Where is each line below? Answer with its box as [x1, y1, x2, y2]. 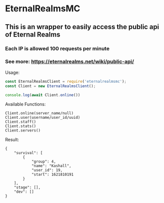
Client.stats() [5, 124, 36, 129]
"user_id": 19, [31, 168, 63, 173]
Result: [5, 136, 19, 143]
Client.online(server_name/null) [5, 111, 74, 116]
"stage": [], [14, 185, 41, 190]
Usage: [5, 69, 20, 75]
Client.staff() [5, 119, 36, 125]
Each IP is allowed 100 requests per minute [5, 45, 110, 52]
